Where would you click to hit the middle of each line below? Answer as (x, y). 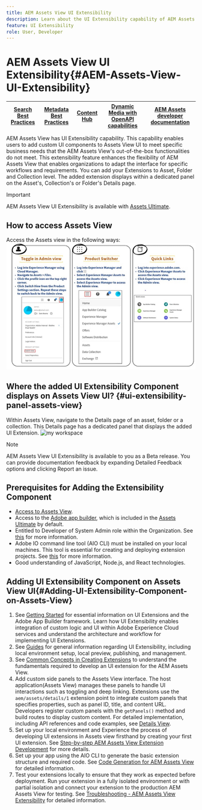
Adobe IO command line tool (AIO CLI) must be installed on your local (101, 543)
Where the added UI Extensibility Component (93, 387)
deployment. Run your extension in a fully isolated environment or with (102, 781)
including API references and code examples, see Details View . (93, 724)
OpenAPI (122, 119)
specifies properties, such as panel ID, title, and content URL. (90, 705)
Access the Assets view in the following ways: (63, 240)
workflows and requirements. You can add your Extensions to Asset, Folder (99, 170)
